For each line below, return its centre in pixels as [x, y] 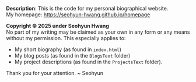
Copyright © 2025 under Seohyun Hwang [58, 26]
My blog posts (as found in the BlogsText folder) [72, 56]
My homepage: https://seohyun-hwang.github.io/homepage [78, 15]
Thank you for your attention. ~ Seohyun [55, 73]
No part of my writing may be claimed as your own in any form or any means [98, 32]
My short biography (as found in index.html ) [68, 49]
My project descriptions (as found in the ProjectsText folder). [88, 62]
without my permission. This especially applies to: [66, 38]
